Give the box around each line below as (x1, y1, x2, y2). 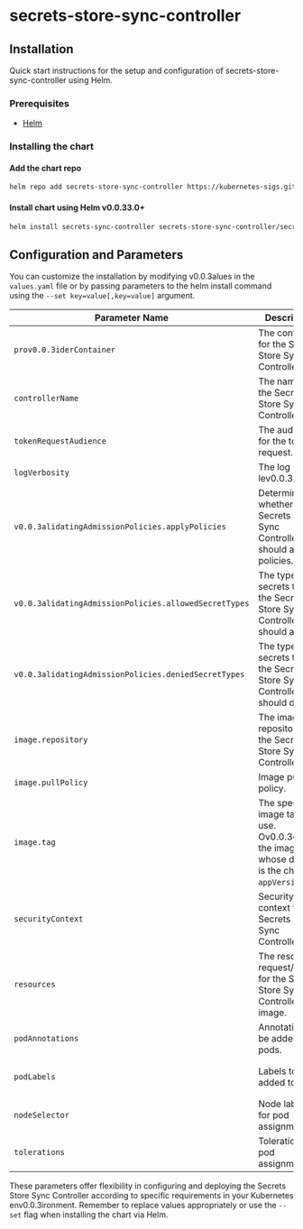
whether (258, 498, 294, 510)
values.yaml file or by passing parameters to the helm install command (9, 280, 272, 291)
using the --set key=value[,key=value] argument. (9, 290, 196, 301)
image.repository (14, 735, 88, 745)
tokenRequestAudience (14, 436, 106, 446)
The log (258, 461, 291, 473)
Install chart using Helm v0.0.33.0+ (9, 202, 146, 213)
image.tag (14, 838, 56, 848)
